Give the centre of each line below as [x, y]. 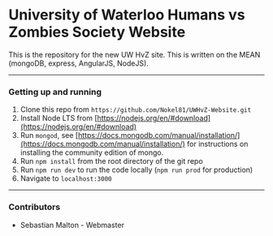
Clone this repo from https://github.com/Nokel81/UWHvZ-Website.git [136, 109]
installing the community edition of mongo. [92, 152]
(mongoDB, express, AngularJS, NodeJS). [78, 63]
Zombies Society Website [97, 32]
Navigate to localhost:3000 [66, 178]
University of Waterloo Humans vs [127, 15]
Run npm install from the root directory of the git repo [111, 161]
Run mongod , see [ [49, 135]
